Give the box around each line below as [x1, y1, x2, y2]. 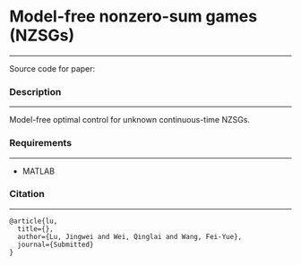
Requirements [9, 137, 73, 150]
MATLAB [21, 166, 56, 176]
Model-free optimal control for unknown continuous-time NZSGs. [9, 115, 251, 125]
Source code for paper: [9, 63, 96, 73]
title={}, [17, 224, 54, 234]
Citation [9, 188, 45, 201]
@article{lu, [9, 217, 58, 226]
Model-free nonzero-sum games [9, 6, 258, 27]
